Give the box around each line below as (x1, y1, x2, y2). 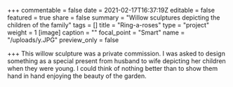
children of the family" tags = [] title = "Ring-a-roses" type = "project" (7, 21, 209, 29)
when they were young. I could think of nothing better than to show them (7, 65, 218, 72)
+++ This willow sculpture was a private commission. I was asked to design (7, 49, 226, 58)
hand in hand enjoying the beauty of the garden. (7, 72, 147, 80)
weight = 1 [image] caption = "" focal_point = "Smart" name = (7, 28, 185, 36)
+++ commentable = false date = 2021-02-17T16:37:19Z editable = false (7, 6, 215, 14)
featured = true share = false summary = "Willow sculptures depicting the (7, 13, 220, 22)
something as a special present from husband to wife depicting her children (7, 57, 226, 65)
